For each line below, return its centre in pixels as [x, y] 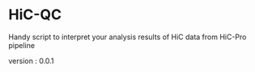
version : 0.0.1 [31, 61]
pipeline [21, 45]
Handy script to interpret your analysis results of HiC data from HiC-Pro [127, 37]
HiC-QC [35, 15]
